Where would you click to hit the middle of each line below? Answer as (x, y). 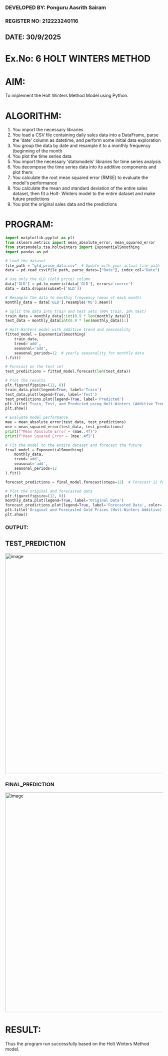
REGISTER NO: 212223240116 (42, 21)
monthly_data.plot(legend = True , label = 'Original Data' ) (64, 500)
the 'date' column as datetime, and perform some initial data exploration (86, 140)
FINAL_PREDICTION (30, 784)
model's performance (35, 183)
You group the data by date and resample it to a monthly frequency (81, 146)
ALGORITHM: (33, 116)
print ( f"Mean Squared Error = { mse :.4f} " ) (50, 436)
